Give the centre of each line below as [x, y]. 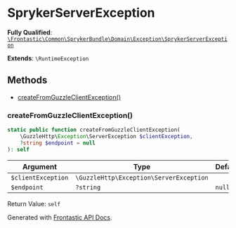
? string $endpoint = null [58, 143]
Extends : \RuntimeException [48, 58]
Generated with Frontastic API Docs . [60, 217]
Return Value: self [34, 203]
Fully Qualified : [30, 32]
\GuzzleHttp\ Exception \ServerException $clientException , [106, 136]
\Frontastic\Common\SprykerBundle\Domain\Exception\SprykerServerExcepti [118, 39]
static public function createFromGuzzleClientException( [94, 130]
